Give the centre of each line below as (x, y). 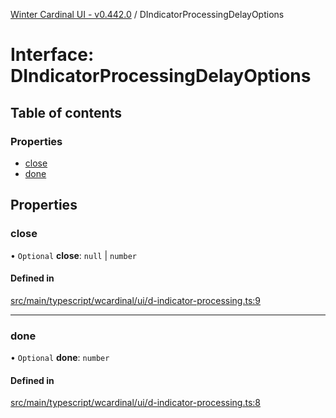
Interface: (52, 55)
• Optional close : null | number (73, 255)
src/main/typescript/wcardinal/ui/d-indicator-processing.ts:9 (136, 300)
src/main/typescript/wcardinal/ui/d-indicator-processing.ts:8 (136, 403)
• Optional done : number (60, 358)
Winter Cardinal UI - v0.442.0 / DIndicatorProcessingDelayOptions (147, 14)
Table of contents (66, 112)
